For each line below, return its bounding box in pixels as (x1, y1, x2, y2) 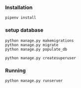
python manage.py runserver (5, 78, 63, 83)
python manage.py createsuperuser (5, 55, 77, 61)
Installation (5, 4, 33, 11)
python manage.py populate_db (5, 47, 68, 52)
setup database (5, 27, 43, 34)
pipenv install (5, 15, 37, 20)
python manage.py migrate (5, 42, 58, 47)
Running (5, 67, 26, 74)
